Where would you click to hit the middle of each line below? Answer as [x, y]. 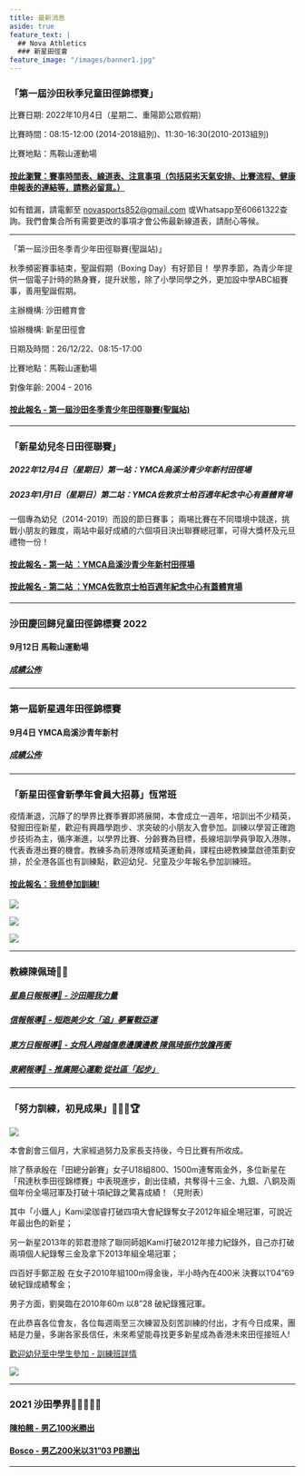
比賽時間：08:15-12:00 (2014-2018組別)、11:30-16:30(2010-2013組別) [139, 134]
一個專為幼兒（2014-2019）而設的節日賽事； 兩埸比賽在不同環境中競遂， [146, 519]
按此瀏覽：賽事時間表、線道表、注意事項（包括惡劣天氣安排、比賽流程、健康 [152, 176]
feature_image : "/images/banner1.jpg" [83, 60]
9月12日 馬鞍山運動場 [49, 647]
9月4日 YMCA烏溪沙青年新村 [64, 732]
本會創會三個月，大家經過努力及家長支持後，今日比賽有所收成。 [128, 1150]
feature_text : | [40, 35]
